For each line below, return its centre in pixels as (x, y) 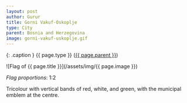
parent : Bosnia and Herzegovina (45, 33)
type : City (19, 28)
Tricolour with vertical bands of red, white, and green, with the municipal (94, 89)
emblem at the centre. (33, 95)
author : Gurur (23, 17)
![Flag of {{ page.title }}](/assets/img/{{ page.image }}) (72, 66)
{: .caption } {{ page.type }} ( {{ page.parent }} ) (62, 55)
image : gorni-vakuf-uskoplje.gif (47, 38)
